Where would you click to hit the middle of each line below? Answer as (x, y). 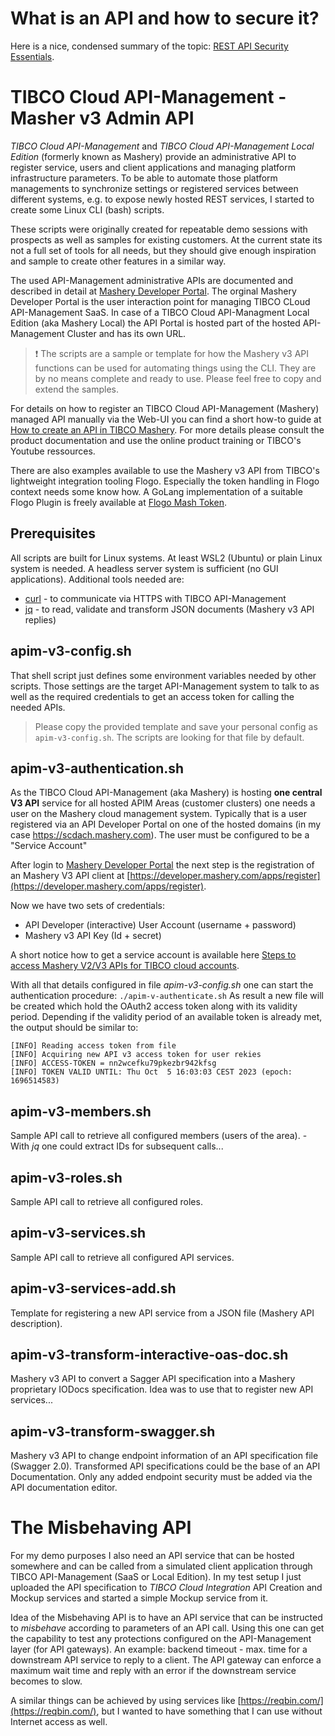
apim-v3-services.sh (78, 1233)
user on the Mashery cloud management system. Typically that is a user (159, 814)
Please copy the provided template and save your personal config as (176, 726)
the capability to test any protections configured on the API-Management (161, 1639)
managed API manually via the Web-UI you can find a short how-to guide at (166, 419)
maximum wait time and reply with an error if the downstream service (153, 1671)
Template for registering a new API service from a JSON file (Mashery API (162, 1313)
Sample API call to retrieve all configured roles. (106, 1201)
